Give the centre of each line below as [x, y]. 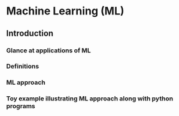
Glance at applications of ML [48, 50]
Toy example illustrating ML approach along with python [90, 99]
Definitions [23, 66]
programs [21, 106]
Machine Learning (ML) [65, 11]
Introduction [30, 33]
